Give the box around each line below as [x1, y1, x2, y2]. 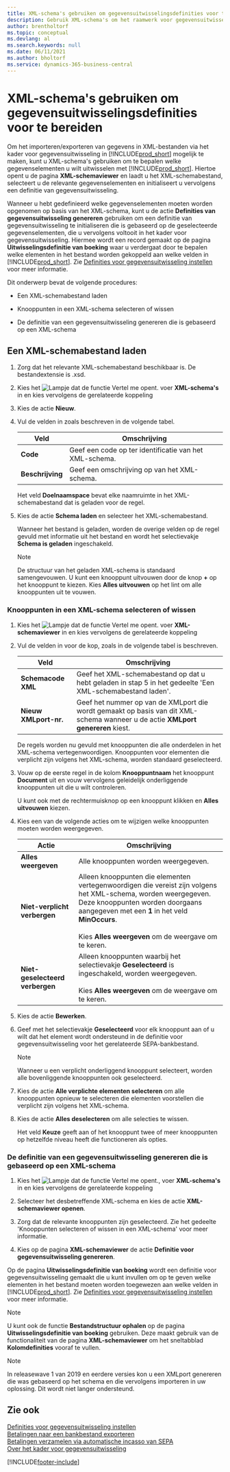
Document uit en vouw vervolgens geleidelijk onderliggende [16, 776, 188, 784]
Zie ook [7, 1404, 40, 1416]
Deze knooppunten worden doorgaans [78, 897, 203, 907]
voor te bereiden [7, 119, 103, 135]
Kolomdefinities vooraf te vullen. [7, 1343, 101, 1351]
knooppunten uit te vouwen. [16, 588, 97, 596]
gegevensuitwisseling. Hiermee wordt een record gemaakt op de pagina [7, 236, 211, 244]
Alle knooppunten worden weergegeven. [78, 856, 209, 866]
